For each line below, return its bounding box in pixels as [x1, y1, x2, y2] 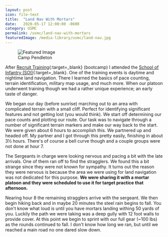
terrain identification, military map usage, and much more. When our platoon [5, 80, 163, 86]
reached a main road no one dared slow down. [5, 226, 101, 232]
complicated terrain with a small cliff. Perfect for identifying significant [5, 106, 150, 112]
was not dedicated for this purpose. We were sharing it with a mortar [5, 174, 149, 180]
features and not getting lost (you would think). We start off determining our [5, 111, 162, 117]
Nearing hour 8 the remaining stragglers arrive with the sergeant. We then [5, 194, 158, 201]
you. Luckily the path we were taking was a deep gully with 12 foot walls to [5, 210, 159, 216]
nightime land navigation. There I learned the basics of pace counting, [5, 75, 150, 81]
